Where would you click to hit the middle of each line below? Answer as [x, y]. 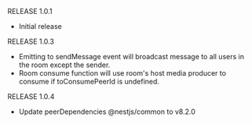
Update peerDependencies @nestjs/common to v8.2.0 [107, 112]
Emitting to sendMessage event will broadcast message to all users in [131, 57]
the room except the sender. [64, 65]
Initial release [40, 26]
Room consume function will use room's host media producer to [122, 73]
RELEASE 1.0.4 [31, 96]
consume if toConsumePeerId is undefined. [89, 81]
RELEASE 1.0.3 [31, 41]
